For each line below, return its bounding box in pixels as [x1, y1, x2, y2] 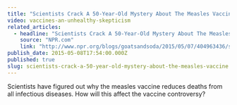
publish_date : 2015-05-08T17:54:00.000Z [7, 50, 128, 57]
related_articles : [7, 23, 61, 30]
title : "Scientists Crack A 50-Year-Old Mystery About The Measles [7, 10, 210, 18]
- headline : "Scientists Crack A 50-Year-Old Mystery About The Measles [13, 30, 232, 37]
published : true [7, 56, 55, 63]
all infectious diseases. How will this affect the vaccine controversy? [7, 89, 206, 98]
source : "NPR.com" [20, 37, 74, 44]
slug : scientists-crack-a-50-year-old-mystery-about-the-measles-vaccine [7, 63, 229, 70]
